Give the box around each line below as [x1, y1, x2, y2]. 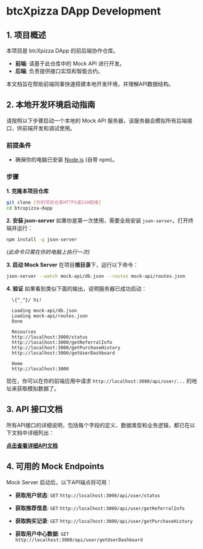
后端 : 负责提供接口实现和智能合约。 [15, 68, 104, 74]
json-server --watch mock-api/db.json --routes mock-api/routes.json [6, 274, 186, 280]
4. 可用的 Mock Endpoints [6, 461, 105, 472]
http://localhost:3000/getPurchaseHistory [12, 344, 121, 350]
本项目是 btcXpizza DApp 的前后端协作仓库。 [6, 47, 119, 54]
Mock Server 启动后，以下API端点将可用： [6, 478, 112, 485]
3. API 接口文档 [6, 404, 63, 415]
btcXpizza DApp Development [6, 4, 161, 18]
